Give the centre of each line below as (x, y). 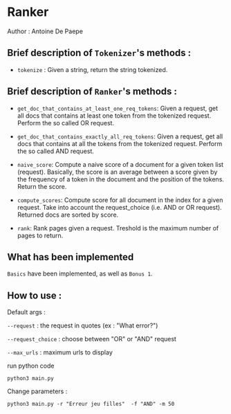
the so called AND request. (56, 151)
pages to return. (40, 235)
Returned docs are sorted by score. (68, 215)
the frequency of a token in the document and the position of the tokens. (121, 179)
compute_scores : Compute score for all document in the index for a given (120, 200)
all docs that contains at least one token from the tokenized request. (114, 116)
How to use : (35, 295)
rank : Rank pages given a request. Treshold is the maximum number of (118, 228)
